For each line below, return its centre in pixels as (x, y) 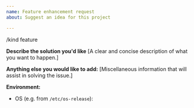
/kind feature (22, 39)
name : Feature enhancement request (50, 12)
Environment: (23, 87)
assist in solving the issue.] (39, 75)
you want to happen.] (32, 57)
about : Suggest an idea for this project (58, 17)
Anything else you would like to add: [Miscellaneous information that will (96, 69)
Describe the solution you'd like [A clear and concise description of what (97, 51)
